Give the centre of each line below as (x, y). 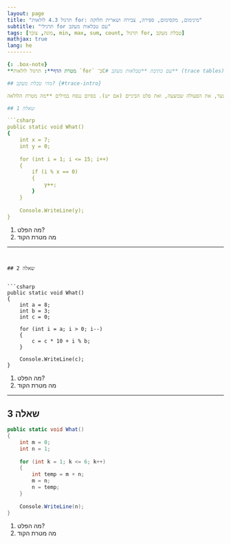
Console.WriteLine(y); (52, 210)
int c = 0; (35, 317)
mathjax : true (27, 39)
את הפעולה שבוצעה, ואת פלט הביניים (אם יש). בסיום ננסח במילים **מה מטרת (118, 96)
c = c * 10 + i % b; (61, 341)
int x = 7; (35, 140)
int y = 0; (35, 146)
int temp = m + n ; (58, 474)
